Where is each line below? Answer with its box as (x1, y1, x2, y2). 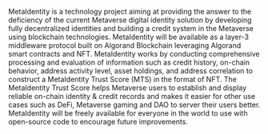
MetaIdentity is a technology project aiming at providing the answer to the (8, 7, 252, 16)
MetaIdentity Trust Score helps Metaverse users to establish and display (8, 83, 246, 93)
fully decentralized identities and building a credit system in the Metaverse (8, 24, 254, 33)
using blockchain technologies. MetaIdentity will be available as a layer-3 (8, 32, 250, 41)
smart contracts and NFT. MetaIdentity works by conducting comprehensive (8, 49, 260, 58)
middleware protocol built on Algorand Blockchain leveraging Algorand (8, 41, 242, 50)
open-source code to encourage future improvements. (8, 117, 188, 126)
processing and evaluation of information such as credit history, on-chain (8, 57, 250, 67)
